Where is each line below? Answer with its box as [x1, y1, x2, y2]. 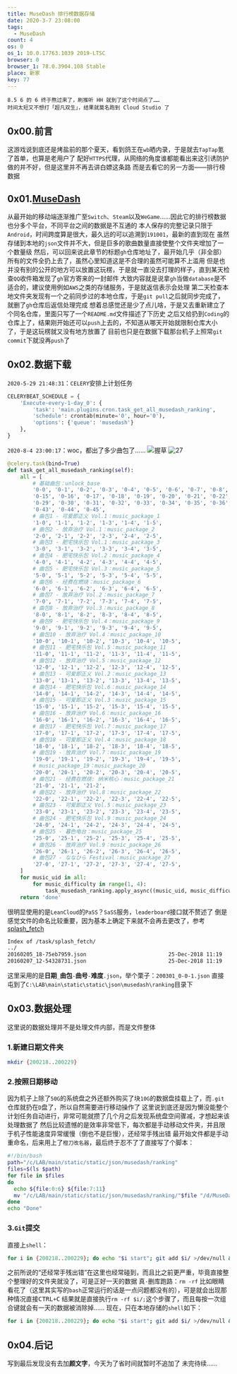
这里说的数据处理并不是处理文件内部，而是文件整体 [7, 1023, 156, 1031]
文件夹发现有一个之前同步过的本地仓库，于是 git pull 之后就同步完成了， [13, 292, 224, 300]
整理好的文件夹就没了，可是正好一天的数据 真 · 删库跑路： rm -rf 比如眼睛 [13, 1277, 224, 1286]
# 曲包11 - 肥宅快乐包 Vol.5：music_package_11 [32, 644, 167, 651]
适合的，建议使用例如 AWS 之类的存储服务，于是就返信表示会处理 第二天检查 [7, 283, 223, 291]
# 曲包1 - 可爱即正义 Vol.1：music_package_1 [32, 512, 160, 519]
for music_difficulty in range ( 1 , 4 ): [32, 881, 147, 888]
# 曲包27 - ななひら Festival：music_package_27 [32, 855, 171, 862]
